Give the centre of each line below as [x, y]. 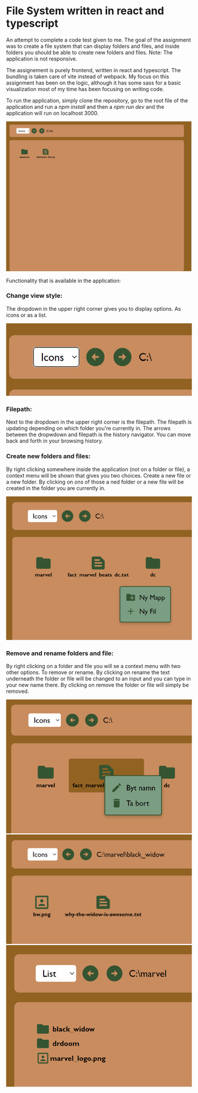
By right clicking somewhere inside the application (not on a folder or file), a [98, 469]
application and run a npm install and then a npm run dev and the [85, 107]
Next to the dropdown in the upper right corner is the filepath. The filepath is [99, 422]
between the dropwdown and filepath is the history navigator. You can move [99, 435]
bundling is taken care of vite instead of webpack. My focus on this [88, 76]
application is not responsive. [42, 59]
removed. [18, 691]
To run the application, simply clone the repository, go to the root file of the [97, 100]
